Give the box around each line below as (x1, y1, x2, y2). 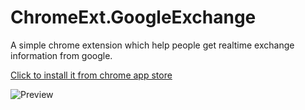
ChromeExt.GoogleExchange (10, 6, 257, 29)
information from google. (10, 49, 113, 61)
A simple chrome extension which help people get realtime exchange (10, 39, 295, 51)
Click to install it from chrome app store (10, 69, 173, 81)
